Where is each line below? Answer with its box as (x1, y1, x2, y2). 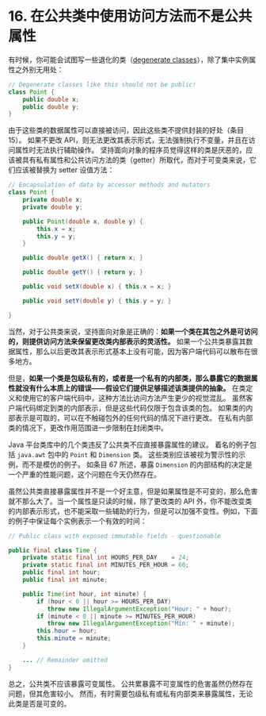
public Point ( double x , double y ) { (22, 217, 144, 225)
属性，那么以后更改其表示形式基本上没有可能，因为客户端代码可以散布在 (14, 346, 251, 356)
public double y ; (22, 102, 80, 111)
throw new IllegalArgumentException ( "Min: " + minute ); (47, 620, 236, 628)
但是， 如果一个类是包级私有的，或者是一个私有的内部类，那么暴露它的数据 (8, 373, 251, 383)
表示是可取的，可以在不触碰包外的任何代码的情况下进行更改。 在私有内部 (14, 413, 253, 422)
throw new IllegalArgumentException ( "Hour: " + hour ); (47, 605, 232, 613)
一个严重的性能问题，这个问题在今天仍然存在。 (8, 469, 161, 479)
